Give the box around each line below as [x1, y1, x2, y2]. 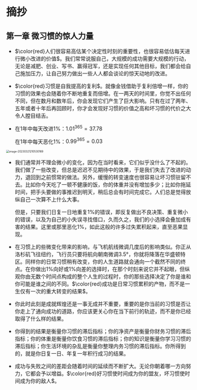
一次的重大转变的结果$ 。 [30, 288, 91, 295]
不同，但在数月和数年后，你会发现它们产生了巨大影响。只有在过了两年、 [14, 97, 191, 104]
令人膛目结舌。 [14, 112, 51, 119]
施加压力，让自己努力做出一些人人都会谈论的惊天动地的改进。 [20, 70, 170, 77]
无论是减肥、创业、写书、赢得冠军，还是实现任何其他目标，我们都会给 [14, 63, 186, 69]
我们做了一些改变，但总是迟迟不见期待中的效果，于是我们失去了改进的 [14, 167, 186, 174]
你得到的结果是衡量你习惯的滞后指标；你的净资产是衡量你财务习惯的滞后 [14, 328, 191, 335]
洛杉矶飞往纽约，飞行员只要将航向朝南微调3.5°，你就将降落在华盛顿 [14, 251, 180, 258]
